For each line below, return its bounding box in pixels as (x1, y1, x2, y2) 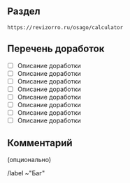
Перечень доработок (7, 43, 105, 55)
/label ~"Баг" (7, 168, 45, 177)
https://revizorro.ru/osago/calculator (7, 24, 124, 31)
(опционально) (7, 155, 52, 164)
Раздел (7, 6, 41, 17)
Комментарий (7, 137, 73, 149)
